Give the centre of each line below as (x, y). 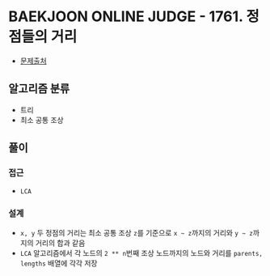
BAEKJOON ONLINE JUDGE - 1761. (126, 17)
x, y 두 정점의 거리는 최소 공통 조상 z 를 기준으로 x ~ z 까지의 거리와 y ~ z (136, 232)
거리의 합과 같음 (60, 243)
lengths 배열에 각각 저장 (59, 263)
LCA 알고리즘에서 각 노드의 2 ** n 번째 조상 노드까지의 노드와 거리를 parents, (141, 253)
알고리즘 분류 (39, 89)
